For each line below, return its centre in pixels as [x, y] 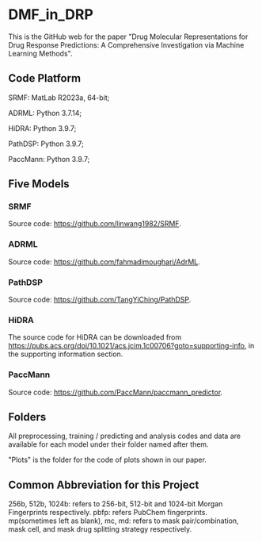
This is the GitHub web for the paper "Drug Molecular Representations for [128, 37]
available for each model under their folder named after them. [108, 444]
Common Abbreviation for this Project [104, 484]
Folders [27, 417]
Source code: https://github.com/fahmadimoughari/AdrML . [104, 261]
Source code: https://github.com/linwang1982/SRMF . [95, 224]
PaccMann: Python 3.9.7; [49, 159]
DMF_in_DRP [51, 15]
